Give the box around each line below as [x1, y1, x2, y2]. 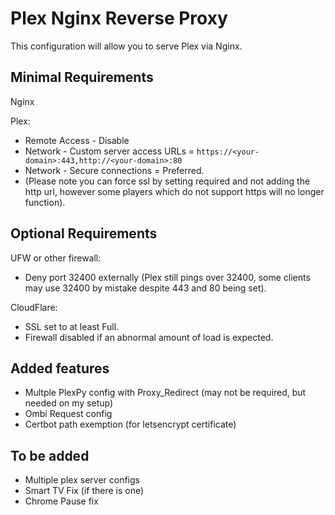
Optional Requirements [10, 225, 158, 242]
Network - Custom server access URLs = [24, 145, 195, 157]
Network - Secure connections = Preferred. [24, 164, 205, 176]
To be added [10, 447, 90, 464]
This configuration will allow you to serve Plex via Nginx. [10, 40, 243, 52]
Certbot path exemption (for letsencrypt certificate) [24, 418, 237, 431]
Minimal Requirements [10, 69, 154, 86]
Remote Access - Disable [24, 134, 130, 146]
